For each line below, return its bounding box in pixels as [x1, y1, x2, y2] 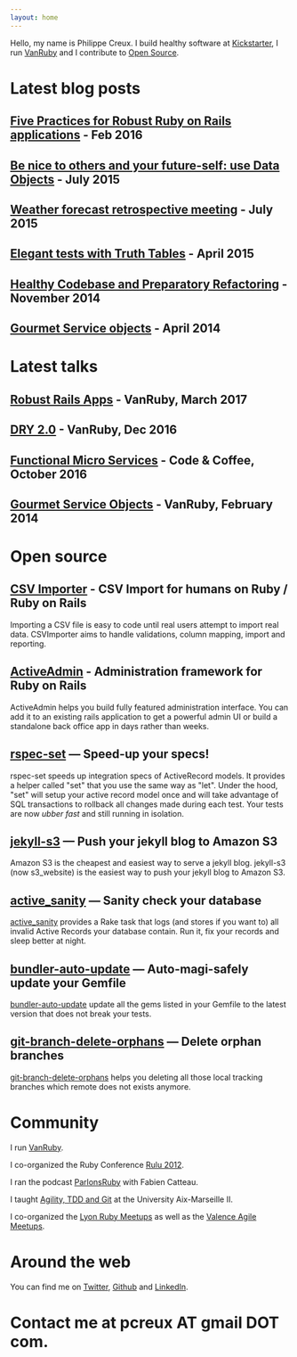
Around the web [10, 1252, 132, 1271]
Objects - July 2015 [10, 171, 121, 187]
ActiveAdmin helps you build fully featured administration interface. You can [10, 702, 289, 712]
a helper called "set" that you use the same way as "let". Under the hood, [10, 779, 278, 790]
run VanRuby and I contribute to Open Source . [10, 46, 180, 58]
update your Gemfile [10, 975, 127, 991]
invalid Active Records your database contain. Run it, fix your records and [10, 926, 279, 937]
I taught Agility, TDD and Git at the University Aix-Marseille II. [10, 1194, 234, 1205]
